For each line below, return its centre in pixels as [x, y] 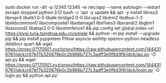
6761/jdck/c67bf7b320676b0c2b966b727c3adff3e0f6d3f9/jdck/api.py [77, 54]
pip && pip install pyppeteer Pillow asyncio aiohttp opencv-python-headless [82, 39]
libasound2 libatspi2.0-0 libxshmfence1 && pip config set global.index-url [80, 28]
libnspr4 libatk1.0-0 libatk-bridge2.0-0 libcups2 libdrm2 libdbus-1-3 [74, 18]
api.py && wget [21, 60]
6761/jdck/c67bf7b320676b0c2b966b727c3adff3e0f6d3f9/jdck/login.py [79, 70]
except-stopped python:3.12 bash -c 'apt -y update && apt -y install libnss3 [82, 12]
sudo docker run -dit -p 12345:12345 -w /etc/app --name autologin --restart [83, 7]
